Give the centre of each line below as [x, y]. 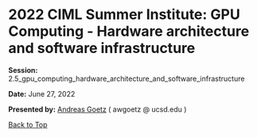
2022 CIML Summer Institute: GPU [124, 15]
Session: [23, 70]
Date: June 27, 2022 [42, 93]
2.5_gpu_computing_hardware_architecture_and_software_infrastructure [127, 78]
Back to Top [28, 124]
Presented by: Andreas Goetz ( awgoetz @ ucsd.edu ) [97, 109]
